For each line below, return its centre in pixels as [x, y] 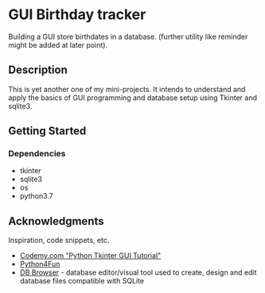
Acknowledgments [57, 221]
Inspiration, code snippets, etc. [59, 241]
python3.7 [36, 196]
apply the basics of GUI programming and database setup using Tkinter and [132, 98]
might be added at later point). [58, 44]
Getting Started [47, 131]
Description [38, 70]
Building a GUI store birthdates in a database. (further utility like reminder [128, 37]
